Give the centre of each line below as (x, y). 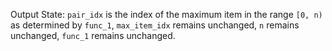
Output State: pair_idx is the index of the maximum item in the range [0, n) (166, 14)
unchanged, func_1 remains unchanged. (93, 35)
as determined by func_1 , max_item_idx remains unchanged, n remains (155, 25)
